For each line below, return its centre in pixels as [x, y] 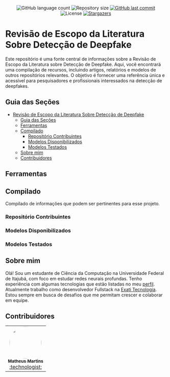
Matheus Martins [26, 361]
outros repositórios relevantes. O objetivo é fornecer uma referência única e [85, 75]
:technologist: [26, 367]
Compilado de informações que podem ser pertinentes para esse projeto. [82, 203]
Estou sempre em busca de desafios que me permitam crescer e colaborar [84, 295]
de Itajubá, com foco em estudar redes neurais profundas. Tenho [74, 278]
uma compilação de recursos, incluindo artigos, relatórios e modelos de [81, 69]
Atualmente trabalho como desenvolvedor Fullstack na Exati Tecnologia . [81, 289]
